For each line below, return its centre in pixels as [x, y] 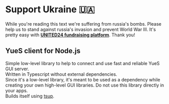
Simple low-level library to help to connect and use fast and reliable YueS [82, 63]
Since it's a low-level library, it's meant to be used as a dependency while [83, 79]
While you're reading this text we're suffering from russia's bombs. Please [83, 24]
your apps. [17, 90]
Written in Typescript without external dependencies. [61, 74]
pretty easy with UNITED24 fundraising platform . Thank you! [70, 35]
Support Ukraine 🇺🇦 [50, 9]
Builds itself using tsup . [30, 96]
